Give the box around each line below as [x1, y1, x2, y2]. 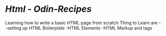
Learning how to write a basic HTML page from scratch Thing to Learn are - [5, 20, 161, 26]
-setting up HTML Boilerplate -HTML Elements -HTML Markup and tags [5, 25, 153, 31]
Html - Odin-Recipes [5, 3, 92, 15]
